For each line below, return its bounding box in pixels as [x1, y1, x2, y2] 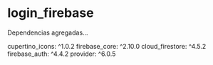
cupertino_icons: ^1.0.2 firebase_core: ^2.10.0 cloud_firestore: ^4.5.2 [7, 42, 207, 50]
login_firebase [7, 5, 94, 21]
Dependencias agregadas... [7, 28, 88, 37]
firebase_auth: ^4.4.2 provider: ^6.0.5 [7, 49, 116, 58]
